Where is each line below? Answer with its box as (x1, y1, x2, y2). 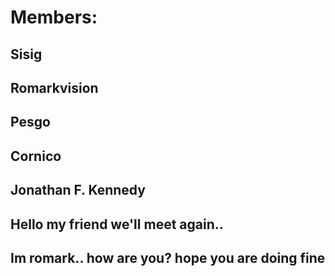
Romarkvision (10, 79, 99, 96)
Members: (10, 6, 98, 29)
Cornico (10, 147, 62, 165)
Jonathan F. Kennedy (10, 182, 146, 199)
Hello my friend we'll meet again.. (10, 216, 224, 233)
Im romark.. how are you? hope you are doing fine (10, 249, 326, 266)
